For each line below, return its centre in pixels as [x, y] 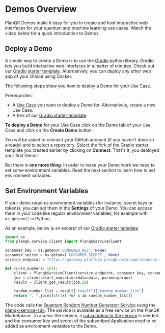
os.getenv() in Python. [28, 218]
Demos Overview [41, 9]
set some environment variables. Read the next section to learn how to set [80, 170]
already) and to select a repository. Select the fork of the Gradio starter [77, 145]
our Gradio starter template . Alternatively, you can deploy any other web [78, 71]
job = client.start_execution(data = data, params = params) [73, 278]
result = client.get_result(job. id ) [52, 282]
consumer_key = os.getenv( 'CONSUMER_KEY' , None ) [56, 250]
